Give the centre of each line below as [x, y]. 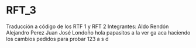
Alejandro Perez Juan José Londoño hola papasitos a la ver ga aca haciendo [98, 32]
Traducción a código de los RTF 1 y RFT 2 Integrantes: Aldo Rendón [87, 26]
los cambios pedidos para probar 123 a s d [57, 39]
